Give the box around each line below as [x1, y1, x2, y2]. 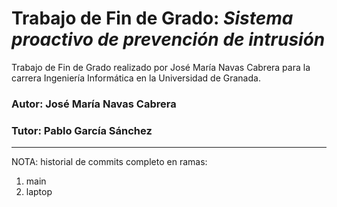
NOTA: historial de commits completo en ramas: [11, 156, 208, 168]
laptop [25, 186, 53, 198]
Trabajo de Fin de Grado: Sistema [11, 7, 294, 30]
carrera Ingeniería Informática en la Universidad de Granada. [11, 72, 261, 84]
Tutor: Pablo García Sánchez [11, 123, 153, 137]
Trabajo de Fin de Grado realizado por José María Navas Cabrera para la [11, 61, 311, 73]
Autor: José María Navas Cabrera [11, 97, 177, 111]
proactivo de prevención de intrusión [11, 28, 326, 51]
